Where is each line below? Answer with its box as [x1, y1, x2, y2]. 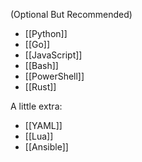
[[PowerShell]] [24, 70, 85, 82]
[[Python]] [24, 28, 68, 39]
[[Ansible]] [24, 141, 69, 153]
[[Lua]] [24, 130, 54, 142]
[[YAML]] [24, 120, 63, 131]
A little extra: [10, 100, 63, 112]
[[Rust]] [24, 81, 57, 93]
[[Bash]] [24, 60, 59, 71]
